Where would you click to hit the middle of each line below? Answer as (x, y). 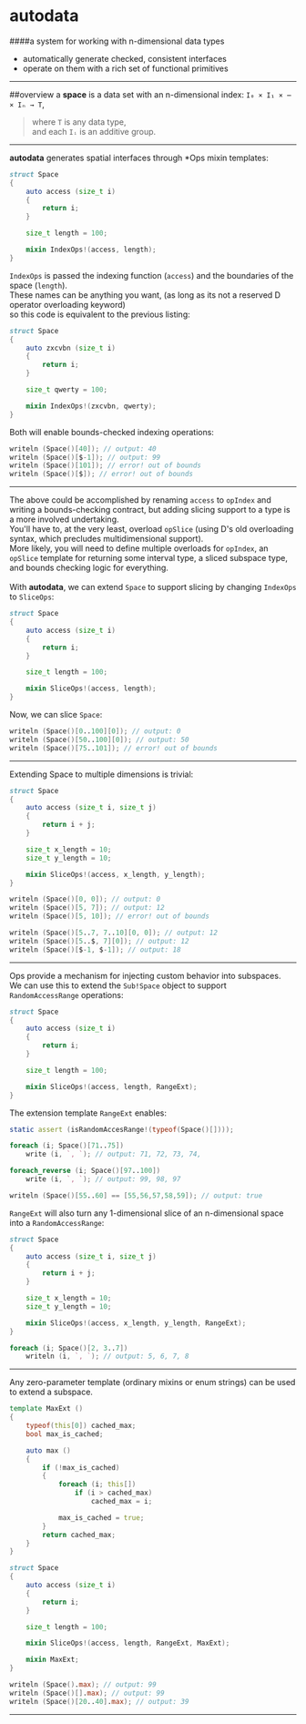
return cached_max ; (79, 1535)
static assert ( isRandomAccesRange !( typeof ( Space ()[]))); (122, 1129)
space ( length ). (39, 285)
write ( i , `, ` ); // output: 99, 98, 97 (103, 1179)
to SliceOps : (32, 597)
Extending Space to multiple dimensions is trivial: (102, 774)
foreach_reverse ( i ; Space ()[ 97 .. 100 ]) (85, 1171)
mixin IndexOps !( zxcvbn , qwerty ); (91, 406)
